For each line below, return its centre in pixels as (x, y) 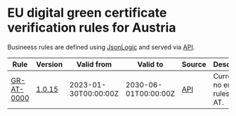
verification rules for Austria (92, 28)
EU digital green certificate (87, 13)
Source (194, 64)
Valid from (94, 64)
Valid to (150, 64)
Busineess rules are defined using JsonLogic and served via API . (101, 47)
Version (50, 64)
